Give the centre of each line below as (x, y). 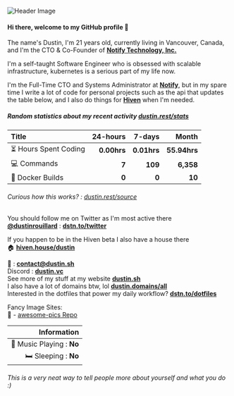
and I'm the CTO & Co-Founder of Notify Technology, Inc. (92, 50)
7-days (147, 137)
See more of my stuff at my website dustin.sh (74, 279)
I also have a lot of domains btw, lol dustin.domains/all (87, 286)
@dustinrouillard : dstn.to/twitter (57, 226)
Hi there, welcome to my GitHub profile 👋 (68, 27)
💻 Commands (35, 163)
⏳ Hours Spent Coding (48, 149)
